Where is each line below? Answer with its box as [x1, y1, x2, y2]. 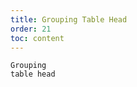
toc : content [10, 33, 65, 43]
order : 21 [10, 24, 52, 34]
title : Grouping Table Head [10, 14, 128, 25]
